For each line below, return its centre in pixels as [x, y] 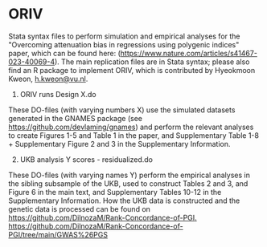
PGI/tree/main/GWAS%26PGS [58, 234]
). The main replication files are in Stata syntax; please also [152, 62]
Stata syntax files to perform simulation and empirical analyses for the [124, 36]
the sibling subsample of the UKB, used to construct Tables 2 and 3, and [128, 183]
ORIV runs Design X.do [58, 94]
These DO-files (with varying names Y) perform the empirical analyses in [129, 175]
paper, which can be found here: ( [64, 53]
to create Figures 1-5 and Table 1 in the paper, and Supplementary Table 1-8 [134, 135]
